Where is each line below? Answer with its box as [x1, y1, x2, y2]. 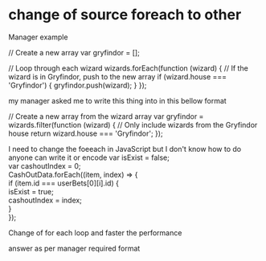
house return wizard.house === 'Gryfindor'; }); [8, 128, 163, 138]
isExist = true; [8, 186, 54, 196]
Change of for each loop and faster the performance [8, 227, 182, 238]
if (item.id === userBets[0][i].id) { [8, 178, 119, 188]
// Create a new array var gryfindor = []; [8, 47, 141, 57]
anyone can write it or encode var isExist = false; [8, 153, 170, 162]
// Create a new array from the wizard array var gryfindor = [8, 111, 204, 121]
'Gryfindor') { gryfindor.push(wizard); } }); [8, 80, 147, 90]
